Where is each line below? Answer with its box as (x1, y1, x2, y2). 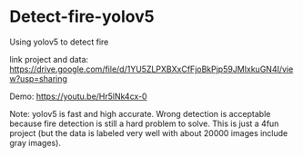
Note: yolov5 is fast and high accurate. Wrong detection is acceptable (9, 108, 271, 119)
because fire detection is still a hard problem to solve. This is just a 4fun (9, 118, 279, 129)
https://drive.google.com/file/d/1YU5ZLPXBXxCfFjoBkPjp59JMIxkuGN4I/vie (9, 64, 294, 74)
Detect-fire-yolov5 (9, 6, 155, 27)
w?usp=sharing (9, 73, 68, 83)
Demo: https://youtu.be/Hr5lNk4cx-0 (9, 91, 147, 102)
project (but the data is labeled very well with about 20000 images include (9, 127, 288, 138)
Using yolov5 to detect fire (9, 36, 109, 47)
